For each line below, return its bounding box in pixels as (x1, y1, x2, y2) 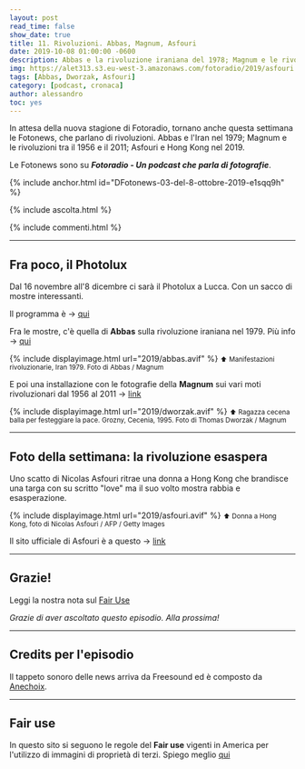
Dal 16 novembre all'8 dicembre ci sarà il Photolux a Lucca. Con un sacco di (9, 281, 293, 292)
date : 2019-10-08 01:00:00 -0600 (9, 47, 136, 56)
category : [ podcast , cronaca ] (9, 81, 124, 90)
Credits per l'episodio (9, 647, 134, 663)
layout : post (9, 13, 59, 23)
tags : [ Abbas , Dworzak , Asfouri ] (9, 73, 136, 82)
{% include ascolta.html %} (9, 205, 112, 215)
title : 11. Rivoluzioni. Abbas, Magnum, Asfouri (9, 38, 197, 48)
